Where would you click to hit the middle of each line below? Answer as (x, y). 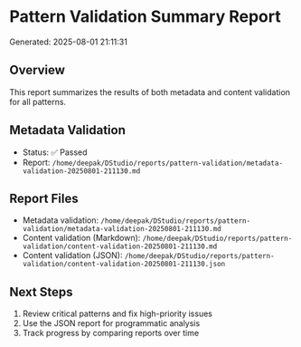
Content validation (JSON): (73, 255)
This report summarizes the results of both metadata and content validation (150, 92)
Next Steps (41, 292)
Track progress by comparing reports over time (111, 333)
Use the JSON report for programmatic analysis (111, 323)
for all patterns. (38, 101)
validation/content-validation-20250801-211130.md (120, 246)
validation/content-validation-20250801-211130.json (124, 265)
